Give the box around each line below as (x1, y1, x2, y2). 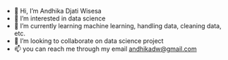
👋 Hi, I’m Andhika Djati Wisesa (13, 7, 102, 15)
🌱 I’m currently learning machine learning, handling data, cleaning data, (13, 22, 222, 30)
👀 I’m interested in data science (13, 14, 106, 23)
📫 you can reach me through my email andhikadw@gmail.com (13, 44, 197, 53)
